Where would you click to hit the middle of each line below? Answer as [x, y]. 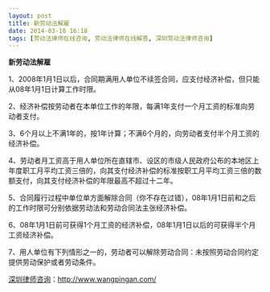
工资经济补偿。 [33, 235]
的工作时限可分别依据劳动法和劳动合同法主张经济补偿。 [100, 208]
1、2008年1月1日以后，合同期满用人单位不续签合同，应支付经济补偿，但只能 [134, 79]
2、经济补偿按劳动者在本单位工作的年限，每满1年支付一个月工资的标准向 [128, 106]
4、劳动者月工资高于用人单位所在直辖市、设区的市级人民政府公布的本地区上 [134, 161]
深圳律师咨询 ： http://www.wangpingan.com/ [82, 279]
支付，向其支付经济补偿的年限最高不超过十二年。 [96, 181]
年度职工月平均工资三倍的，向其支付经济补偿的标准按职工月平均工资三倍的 [131, 171]
